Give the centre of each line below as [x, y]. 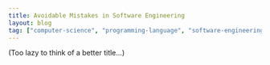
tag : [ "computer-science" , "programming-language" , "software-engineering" [138, 30]
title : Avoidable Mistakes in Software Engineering [96, 15]
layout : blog [30, 23]
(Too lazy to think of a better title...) [67, 53]
